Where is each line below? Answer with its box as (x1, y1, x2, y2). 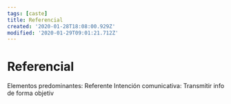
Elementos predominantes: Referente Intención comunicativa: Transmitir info (7, 82, 225, 90)
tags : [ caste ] (7, 10, 48, 17)
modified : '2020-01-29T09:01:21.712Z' (7, 29, 119, 37)
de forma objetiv (7, 89, 54, 97)
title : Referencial (7, 17, 63, 23)
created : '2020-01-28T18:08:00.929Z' (7, 23, 116, 30)
